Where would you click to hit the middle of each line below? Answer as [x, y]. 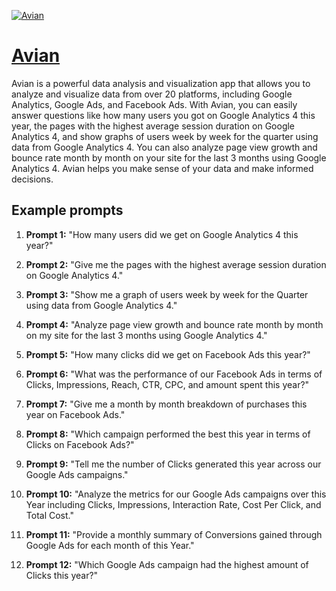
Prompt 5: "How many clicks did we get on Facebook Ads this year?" [168, 354]
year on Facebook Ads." [75, 414]
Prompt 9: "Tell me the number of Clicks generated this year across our [173, 464]
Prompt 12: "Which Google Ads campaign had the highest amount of [167, 564]
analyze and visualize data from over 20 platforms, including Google [152, 94]
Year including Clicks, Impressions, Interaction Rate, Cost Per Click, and [173, 504]
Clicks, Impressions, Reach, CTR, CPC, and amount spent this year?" [167, 384]
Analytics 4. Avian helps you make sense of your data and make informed [162, 168]
